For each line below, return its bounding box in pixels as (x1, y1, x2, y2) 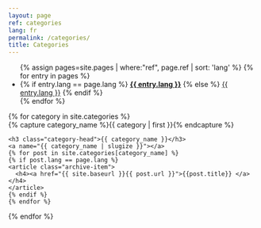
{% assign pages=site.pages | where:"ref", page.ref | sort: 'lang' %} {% (19, 63, 254, 72)
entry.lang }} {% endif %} (19, 88, 103, 97)
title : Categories (8, 41, 69, 49)
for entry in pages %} (19, 71, 90, 81)
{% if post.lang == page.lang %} (8, 156, 119, 165)
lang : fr (8, 26, 37, 34)
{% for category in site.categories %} (8, 112, 131, 121)
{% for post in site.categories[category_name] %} (8, 150, 179, 158)
